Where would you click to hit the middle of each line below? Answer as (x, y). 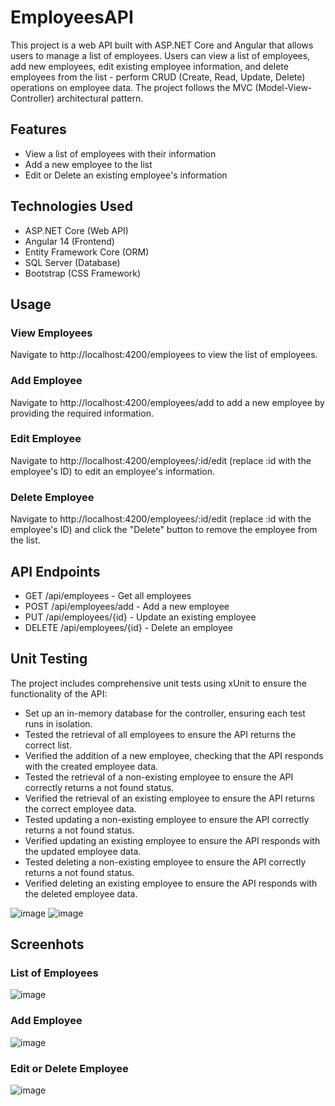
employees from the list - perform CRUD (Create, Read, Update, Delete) (158, 77)
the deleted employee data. (81, 893)
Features (38, 129)
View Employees (51, 333)
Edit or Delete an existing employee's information (126, 175)
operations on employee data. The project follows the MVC (131, 87)
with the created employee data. (91, 766)
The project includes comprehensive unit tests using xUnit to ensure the (158, 683)
